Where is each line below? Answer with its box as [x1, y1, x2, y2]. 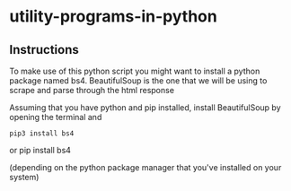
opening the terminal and [9, 112, 102, 122]
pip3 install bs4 [9, 129, 75, 138]
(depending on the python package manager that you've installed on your [9, 162, 282, 172]
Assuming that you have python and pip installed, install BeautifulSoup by [9, 102, 281, 113]
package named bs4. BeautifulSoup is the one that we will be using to [9, 75, 268, 86]
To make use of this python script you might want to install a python [9, 65, 260, 76]
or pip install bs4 [9, 145, 72, 155]
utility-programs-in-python [9, 6, 217, 27]
